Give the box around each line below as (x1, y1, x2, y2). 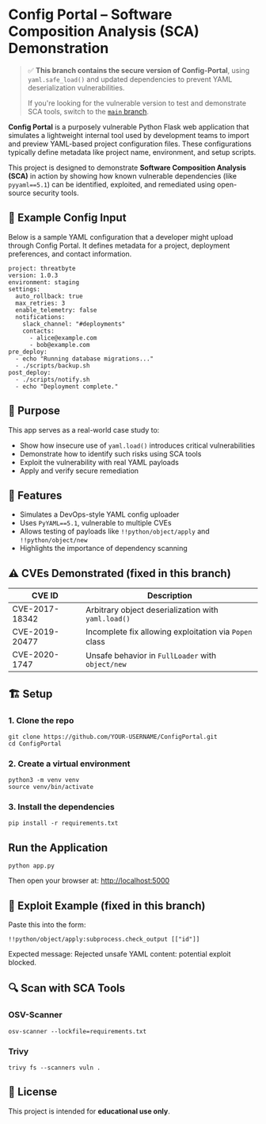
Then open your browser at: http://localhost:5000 (8, 876, 170, 886)
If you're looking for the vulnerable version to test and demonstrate (27, 98, 247, 108)
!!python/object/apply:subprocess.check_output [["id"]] (8, 935, 200, 944)
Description (147, 590, 192, 601)
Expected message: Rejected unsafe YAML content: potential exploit (8, 949, 231, 959)
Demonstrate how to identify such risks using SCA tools (19, 448, 202, 458)
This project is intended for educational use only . (8, 1106, 170, 1116)
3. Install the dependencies (8, 802, 115, 813)
